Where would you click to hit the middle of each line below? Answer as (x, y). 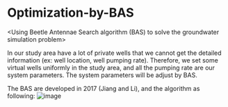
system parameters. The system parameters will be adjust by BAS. (103, 75)
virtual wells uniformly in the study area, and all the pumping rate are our (111, 67)
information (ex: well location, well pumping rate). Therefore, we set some (113, 60)
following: (21, 96)
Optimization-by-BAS (71, 13)
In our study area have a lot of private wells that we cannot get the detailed (114, 53)
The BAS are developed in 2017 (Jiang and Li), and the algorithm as (104, 88)
